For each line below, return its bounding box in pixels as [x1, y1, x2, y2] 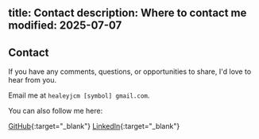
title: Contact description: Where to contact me [8, 6, 247, 20]
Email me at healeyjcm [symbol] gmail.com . [8, 91, 150, 100]
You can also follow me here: [8, 106, 103, 116]
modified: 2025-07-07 [8, 19, 122, 33]
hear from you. [8, 75, 57, 85]
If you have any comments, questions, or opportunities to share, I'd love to [8, 67, 252, 76]
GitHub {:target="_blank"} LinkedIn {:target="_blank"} [8, 122, 180, 131]
